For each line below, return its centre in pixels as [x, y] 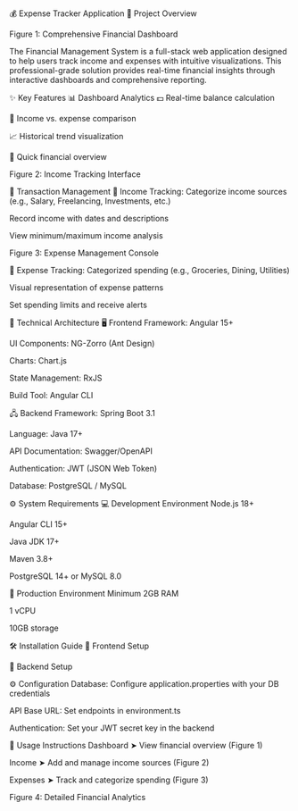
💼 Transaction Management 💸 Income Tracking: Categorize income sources [148, 192]
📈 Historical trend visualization [66, 136]
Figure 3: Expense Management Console [84, 253]
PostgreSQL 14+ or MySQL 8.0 [66, 576]
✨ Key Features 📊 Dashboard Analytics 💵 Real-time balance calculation [142, 98]
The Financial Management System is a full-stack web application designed [148, 51]
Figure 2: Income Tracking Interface [75, 174]
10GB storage [34, 628]
